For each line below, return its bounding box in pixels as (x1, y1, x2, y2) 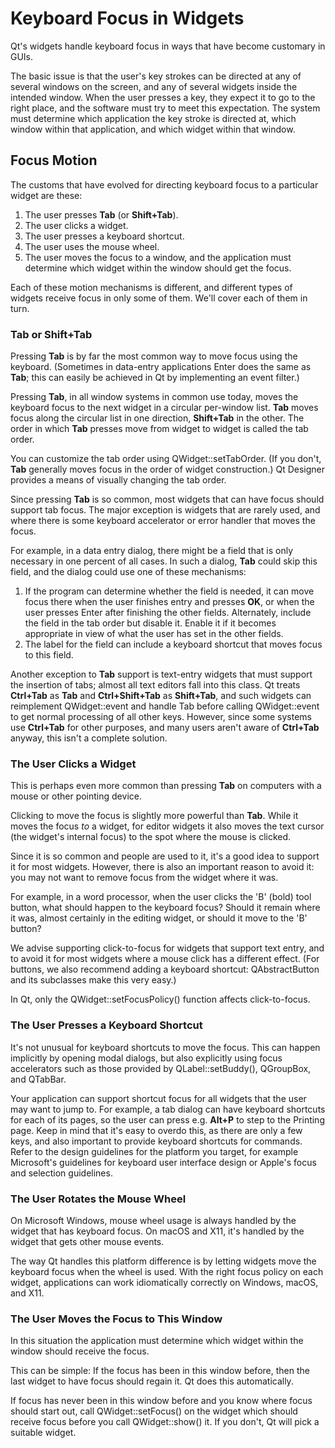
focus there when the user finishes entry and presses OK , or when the (24, 596, 315, 608)
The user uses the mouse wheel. (24, 240, 160, 252)
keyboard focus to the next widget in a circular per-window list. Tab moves (10, 402, 319, 414)
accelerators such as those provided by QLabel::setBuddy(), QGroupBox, (10, 1062, 312, 1074)
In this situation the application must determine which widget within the (10, 1335, 304, 1347)
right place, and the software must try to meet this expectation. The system (10, 102, 321, 114)
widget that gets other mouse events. (10, 1235, 165, 1247)
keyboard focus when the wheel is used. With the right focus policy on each (10, 1265, 324, 1277)
